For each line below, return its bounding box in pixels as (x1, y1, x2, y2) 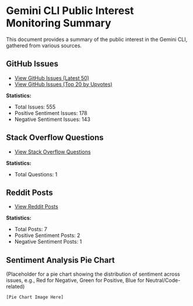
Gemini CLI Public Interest (6, 4, 134, 18)
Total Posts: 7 (14, 226, 48, 233)
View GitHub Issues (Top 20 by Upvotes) (14, 81, 113, 88)
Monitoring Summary (6, 16, 112, 30)
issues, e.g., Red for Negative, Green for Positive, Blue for (6, 277, 145, 284)
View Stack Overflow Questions (14, 148, 91, 155)
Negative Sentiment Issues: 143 (14, 116, 90, 123)
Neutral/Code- (145, 277, 181, 284)
